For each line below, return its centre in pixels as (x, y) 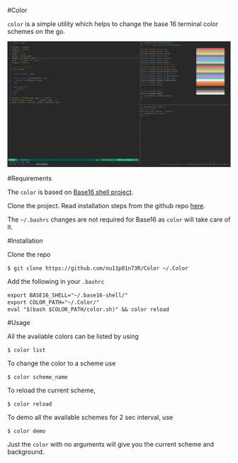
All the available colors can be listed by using (73, 336)
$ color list (27, 350)
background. (26, 452)
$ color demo (27, 431)
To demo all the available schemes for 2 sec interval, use (90, 417)
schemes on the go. (36, 32)
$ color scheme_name (38, 377)
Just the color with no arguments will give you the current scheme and (111, 444)
